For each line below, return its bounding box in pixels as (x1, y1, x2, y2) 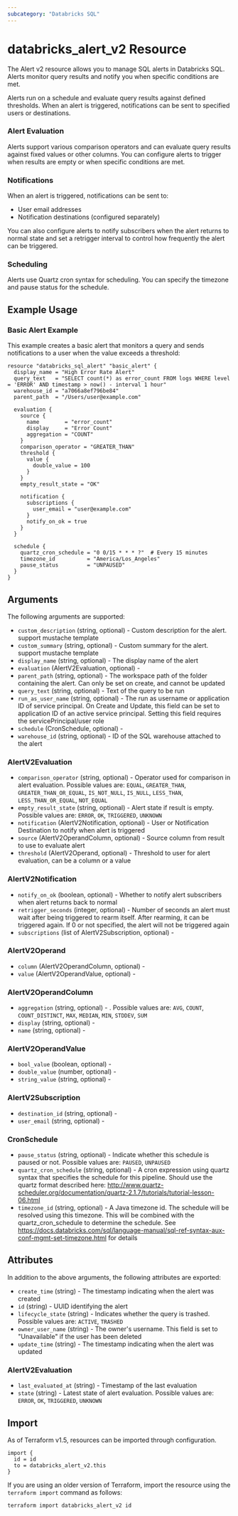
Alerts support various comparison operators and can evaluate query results (7, 142, 231, 151)
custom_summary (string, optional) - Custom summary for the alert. (17, 641, 209, 649)
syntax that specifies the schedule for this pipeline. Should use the (17, 1173, 213, 1182)
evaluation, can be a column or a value (17, 856, 131, 865)
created (17, 1294, 41, 1303)
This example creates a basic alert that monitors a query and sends (7, 341, 205, 350)
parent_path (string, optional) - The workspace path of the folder (17, 671, 208, 680)
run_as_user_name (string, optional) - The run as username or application (17, 694, 229, 703)
